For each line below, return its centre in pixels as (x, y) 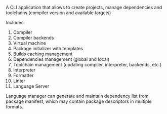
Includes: (15, 23)
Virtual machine (29, 43)
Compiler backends (33, 38)
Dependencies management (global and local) (61, 59)
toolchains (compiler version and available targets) (58, 13)
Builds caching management (43, 54)
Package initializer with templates (48, 48)
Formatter (23, 75)
